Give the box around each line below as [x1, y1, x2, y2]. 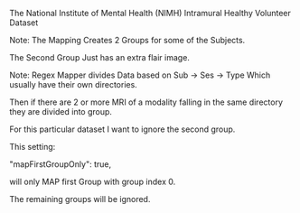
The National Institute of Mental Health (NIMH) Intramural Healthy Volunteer [9, 8, 292, 18]
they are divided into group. [9, 106, 113, 116]
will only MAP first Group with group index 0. [9, 176, 176, 187]
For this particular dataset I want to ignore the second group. [9, 124, 236, 134]
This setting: [9, 142, 56, 152]
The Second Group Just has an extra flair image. [9, 52, 190, 62]
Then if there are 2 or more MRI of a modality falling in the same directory [9, 97, 283, 107]
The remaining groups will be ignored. [9, 194, 151, 204]
